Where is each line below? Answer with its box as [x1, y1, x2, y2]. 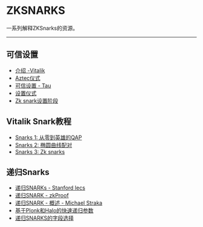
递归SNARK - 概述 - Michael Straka [14, 199, 103, 206]
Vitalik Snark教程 [6, 116, 71, 127]
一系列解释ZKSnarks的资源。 [6, 24, 79, 31]
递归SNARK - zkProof [14, 192, 69, 199]
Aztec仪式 [14, 74, 40, 82]
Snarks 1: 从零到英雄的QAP [14, 134, 82, 141]
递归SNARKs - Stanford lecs [14, 184, 86, 191]
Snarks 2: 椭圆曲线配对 [14, 141, 72, 148]
